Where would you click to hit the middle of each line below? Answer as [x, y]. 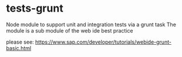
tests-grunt [35, 8]
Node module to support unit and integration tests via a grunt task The [91, 24]
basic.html [18, 48]
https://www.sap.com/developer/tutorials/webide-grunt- [103, 42]
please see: [20, 42]
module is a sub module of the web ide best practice [70, 30]
